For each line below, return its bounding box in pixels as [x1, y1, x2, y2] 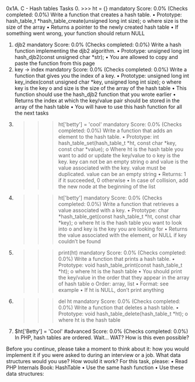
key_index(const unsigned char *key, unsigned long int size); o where [14, 78, 182, 85]
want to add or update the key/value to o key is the [58, 152, 180, 159]
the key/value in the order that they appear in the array [58, 274, 190, 281]
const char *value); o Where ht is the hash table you [58, 146, 184, 153]
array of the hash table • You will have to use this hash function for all [14, 104, 182, 110]
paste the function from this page [14, 60, 95, 67]
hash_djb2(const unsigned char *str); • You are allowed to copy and [14, 54, 178, 60]
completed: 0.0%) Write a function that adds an [58, 127, 173, 134]
